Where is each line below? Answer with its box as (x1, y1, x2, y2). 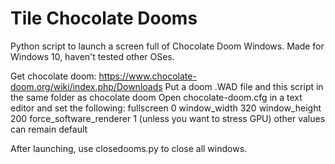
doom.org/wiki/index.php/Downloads (10, 80, 163, 92)
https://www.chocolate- (98, 70, 197, 82)
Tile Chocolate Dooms (10, 7, 198, 30)
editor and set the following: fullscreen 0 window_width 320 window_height (10, 102, 322, 114)
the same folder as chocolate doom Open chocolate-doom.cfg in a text (10, 91, 303, 103)
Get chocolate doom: (10, 70, 97, 82)
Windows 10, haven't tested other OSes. (10, 50, 175, 62)
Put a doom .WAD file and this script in (164, 80, 324, 92)
